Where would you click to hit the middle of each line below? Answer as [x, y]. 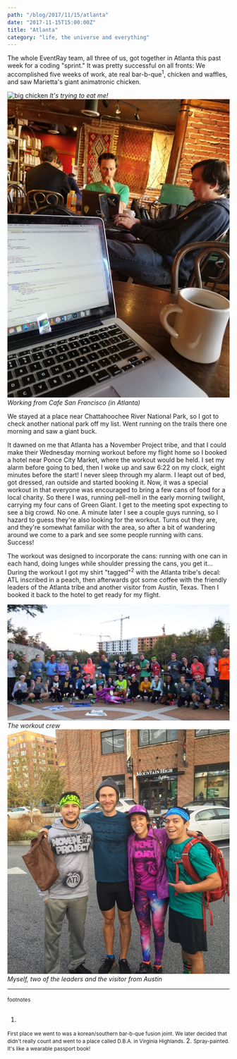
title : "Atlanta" [33, 30]
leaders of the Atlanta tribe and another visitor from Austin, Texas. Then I [113, 587]
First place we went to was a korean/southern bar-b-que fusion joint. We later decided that [117, 1034]
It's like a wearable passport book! [49, 1049]
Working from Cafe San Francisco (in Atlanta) [74, 403]
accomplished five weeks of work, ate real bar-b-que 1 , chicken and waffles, [117, 74]
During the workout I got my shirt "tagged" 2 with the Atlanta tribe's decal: [114, 571]
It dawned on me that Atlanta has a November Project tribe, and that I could [117, 445]
